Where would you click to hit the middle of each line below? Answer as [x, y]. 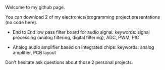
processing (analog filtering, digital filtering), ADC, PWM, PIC [76, 38]
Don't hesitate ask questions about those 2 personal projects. [69, 62]
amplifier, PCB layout [34, 53]
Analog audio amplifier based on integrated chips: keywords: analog [83, 47]
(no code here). [21, 22]
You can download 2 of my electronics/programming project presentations [83, 17]
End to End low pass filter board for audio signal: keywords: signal [81, 32]
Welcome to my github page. [35, 7]
